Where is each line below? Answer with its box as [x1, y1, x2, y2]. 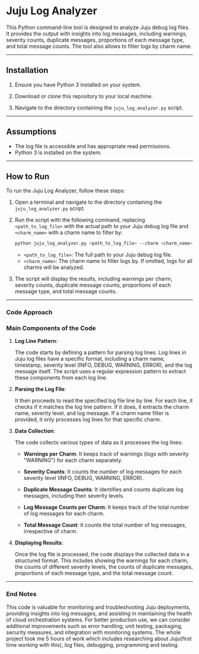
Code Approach [6, 308, 53, 316]
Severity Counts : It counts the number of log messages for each [23, 468, 182, 475]
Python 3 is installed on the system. [14, 149, 102, 156]
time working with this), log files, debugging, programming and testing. [6, 641, 179, 648]
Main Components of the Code [6, 324, 97, 332]
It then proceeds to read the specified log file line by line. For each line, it [14, 397, 193, 404]
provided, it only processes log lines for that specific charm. [14, 416, 162, 423]
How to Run [6, 171, 50, 181]
